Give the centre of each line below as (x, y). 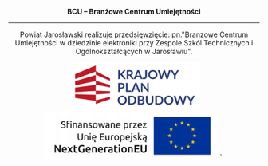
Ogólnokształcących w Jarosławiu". (134, 51)
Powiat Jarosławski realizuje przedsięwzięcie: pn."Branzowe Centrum (134, 34)
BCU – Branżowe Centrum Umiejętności (134, 12)
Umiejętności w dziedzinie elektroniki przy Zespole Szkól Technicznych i (134, 43)
